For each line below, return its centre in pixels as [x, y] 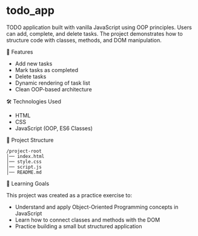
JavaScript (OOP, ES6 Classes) [54, 128]
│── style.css [24, 162]
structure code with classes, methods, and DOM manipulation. [84, 40]
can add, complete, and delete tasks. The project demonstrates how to [94, 33]
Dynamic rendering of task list [53, 83]
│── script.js [24, 167]
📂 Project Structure [30, 140]
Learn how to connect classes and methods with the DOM [87, 220]
